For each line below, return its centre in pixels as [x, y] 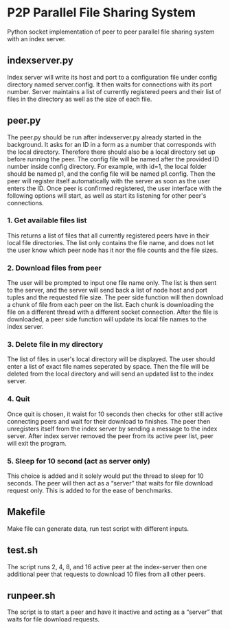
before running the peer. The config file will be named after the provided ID [113, 159]
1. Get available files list [47, 220]
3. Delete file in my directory [55, 345]
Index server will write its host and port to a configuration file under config [112, 77]
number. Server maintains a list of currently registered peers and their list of [114, 91]
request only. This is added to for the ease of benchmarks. [90, 491]
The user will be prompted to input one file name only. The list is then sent [112, 283]
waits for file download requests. [54, 619]
